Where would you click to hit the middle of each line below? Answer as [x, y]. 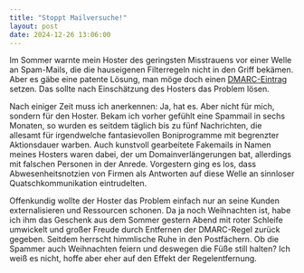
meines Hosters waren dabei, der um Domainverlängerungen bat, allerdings [151, 155]
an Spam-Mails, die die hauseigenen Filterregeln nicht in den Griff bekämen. [152, 70]
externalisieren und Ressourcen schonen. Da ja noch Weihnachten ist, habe [150, 211]
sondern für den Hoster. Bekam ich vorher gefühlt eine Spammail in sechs [147, 116]
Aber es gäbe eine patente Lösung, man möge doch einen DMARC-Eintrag [148, 80]
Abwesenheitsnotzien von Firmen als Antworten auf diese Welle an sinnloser [152, 174]
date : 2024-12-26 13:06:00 [60, 34]
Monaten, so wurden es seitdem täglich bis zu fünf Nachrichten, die [136, 126]
